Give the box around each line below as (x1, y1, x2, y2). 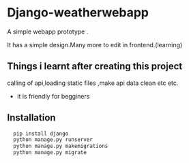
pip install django (13, 130, 69, 137)
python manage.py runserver (13, 136, 93, 143)
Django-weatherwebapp (7, 5, 149, 21)
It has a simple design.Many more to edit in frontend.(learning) (7, 40, 183, 49)
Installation (7, 112, 56, 124)
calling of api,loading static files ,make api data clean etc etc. (7, 79, 179, 87)
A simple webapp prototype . (7, 27, 89, 36)
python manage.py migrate (13, 149, 87, 156)
